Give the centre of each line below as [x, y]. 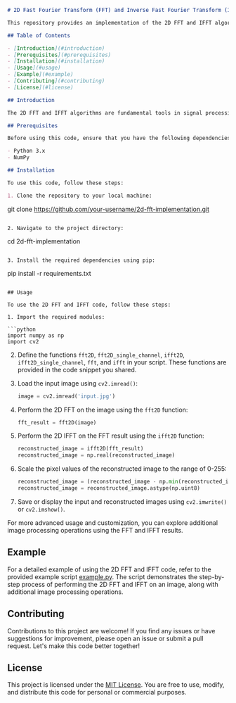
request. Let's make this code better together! [74, 646]
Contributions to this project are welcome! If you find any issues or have [111, 631]
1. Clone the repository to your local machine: [80, 196]
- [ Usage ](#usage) [34, 68]
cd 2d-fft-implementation [44, 241]
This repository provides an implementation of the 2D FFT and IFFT [110, 23]
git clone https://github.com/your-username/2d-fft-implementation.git [108, 209]
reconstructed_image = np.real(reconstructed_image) [96, 455]
